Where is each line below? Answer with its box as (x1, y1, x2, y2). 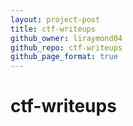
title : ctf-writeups (10, 24, 97, 34)
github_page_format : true (10, 52, 118, 62)
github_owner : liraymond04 (10, 33, 123, 43)
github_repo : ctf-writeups (10, 42, 123, 53)
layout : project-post (10, 14, 101, 25)
